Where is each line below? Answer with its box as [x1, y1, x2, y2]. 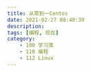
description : [7, 23, 45, 29]
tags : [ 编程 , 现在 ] [7, 29, 59, 36]
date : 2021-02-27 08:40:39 [7, 16, 85, 23]
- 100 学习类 [19, 42, 54, 49]
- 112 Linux [19, 55, 54, 62]
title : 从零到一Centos [7, 10, 68, 17]
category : [7, 36, 36, 43]
